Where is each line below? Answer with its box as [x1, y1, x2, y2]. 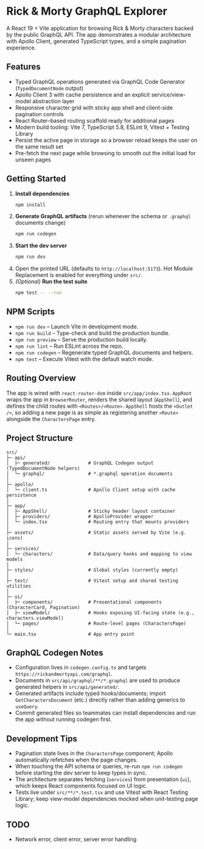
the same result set [15, 142, 64, 150]
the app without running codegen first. [15, 716, 112, 723]
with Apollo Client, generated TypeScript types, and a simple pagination [6, 37, 187, 45]
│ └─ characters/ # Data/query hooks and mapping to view [6, 551, 192, 557]
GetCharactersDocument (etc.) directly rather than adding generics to [15, 696, 186, 704]
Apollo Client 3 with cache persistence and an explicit [15, 90, 150, 98]
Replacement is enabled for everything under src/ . [15, 271, 143, 279]
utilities [6, 583, 32, 589]
